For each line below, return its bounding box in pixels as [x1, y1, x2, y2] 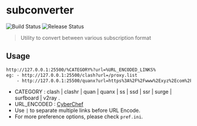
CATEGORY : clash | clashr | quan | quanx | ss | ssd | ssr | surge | [14, 88, 172, 96]
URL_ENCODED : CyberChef [14, 101, 84, 108]
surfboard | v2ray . [14, 94, 60, 101]
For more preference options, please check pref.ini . [14, 113, 144, 120]
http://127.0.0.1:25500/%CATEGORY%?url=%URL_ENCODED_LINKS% [6, 67, 157, 73]
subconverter [6, 4, 74, 17]
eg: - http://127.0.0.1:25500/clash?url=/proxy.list [6, 72, 138, 78]
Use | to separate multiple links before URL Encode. [14, 107, 141, 114]
